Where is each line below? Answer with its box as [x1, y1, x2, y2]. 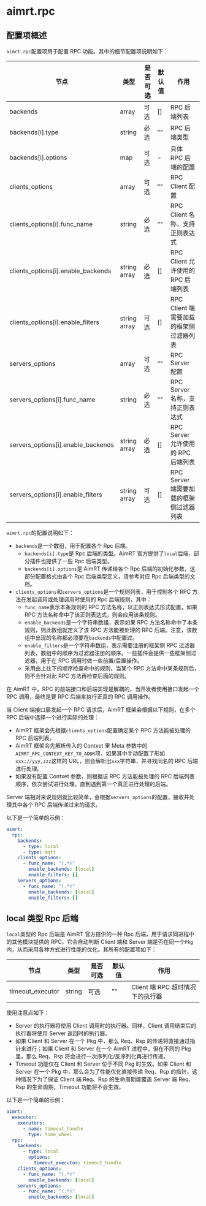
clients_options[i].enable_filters [9, 318, 99, 326]
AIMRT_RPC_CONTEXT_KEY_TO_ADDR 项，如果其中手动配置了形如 [15, 749, 166, 757]
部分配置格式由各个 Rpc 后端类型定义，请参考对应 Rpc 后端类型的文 [24, 573, 196, 580]
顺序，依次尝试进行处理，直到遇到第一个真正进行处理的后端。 [15, 780, 172, 787]
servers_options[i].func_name [9, 395, 96, 404]
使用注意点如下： [6, 1009, 50, 1017]
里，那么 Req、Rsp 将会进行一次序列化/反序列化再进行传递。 [15, 1053, 169, 1060]
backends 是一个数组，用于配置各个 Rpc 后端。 [15, 542, 131, 549]
